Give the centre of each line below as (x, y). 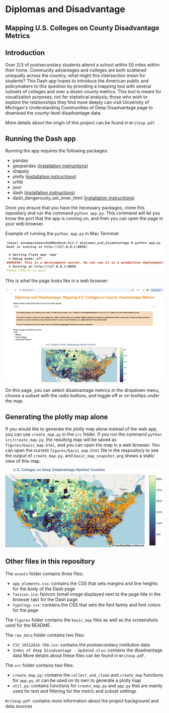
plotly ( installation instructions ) (45, 177)
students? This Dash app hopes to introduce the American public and (77, 81)
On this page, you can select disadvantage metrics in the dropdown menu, (82, 390)
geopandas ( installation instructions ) (50, 166)
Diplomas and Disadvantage (65, 9)
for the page (25, 610)
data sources (19, 706)
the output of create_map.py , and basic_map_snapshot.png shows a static (80, 455)
